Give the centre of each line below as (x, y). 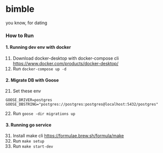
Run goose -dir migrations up (44, 114)
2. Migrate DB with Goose (32, 80)
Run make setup (28, 141)
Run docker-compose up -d (40, 69)
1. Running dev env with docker (38, 47)
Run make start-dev (33, 146)
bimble (20, 9)
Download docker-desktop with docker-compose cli (66, 58)
